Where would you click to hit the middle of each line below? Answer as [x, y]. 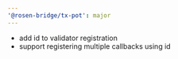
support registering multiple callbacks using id [95, 46]
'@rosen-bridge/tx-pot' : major [59, 15]
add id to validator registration [68, 38]
